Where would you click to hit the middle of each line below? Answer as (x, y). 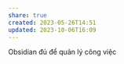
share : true (27, 15)
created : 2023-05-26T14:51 (52, 23)
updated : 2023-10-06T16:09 (52, 30)
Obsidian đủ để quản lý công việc (62, 52)
